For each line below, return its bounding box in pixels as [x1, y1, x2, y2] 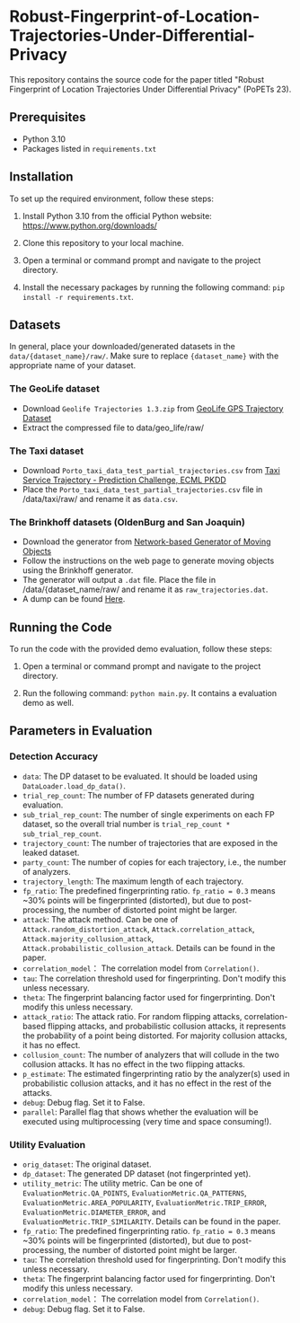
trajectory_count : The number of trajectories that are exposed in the [22, 837, 278, 848]
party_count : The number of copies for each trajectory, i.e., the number [22, 856, 287, 868]
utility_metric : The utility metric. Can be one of [22, 1178, 204, 1189]
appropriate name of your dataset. [9, 360, 137, 371]
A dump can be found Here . [22, 594, 126, 604]
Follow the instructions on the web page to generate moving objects [22, 555, 275, 567]
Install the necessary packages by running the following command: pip [22, 281, 286, 293]
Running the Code [9, 620, 112, 635]
